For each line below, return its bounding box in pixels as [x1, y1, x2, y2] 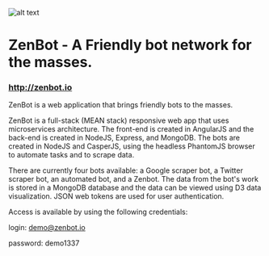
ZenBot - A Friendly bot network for [8, 36, 252, 54]
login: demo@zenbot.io [8, 223, 86, 233]
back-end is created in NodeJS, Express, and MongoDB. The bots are [8, 133, 241, 143]
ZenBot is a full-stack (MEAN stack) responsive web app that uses [8, 115, 229, 125]
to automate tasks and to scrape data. [8, 150, 135, 160]
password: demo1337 [8, 238, 80, 248]
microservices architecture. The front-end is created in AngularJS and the [8, 124, 254, 134]
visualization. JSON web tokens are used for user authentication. [8, 191, 225, 201]
